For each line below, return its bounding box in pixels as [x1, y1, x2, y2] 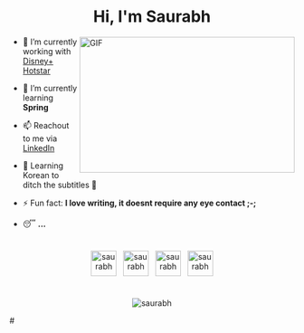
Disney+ [22, 55, 54, 66]
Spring [22, 101, 49, 112]
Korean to [22, 169, 60, 180]
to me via [22, 133, 58, 144]
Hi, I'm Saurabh [93, 6, 211, 27]
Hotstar [22, 65, 52, 76]
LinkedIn [22, 142, 55, 153]
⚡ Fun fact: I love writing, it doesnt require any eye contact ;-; [22, 197, 257, 208]
